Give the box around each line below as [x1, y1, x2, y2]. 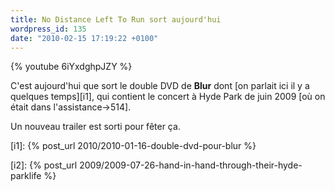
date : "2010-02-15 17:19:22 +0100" [10, 33, 159, 43]
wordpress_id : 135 [10, 24, 87, 34]
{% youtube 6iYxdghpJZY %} [10, 61, 133, 73]
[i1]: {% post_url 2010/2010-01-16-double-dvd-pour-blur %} [10, 140, 257, 152]
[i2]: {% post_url [10, 159, 78, 171]
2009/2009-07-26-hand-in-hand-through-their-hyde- [79, 159, 303, 171]
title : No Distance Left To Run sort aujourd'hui [10, 14, 222, 25]
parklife [10, 170, 42, 182]
